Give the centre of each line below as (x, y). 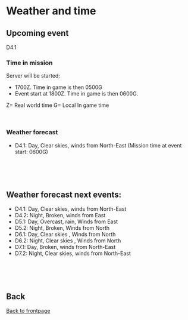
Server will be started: (33, 76)
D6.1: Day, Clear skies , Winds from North (65, 235)
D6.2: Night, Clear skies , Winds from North (68, 241)
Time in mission (29, 63)
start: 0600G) (32, 152)
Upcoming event (37, 33)
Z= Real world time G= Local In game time (58, 105)
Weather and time (51, 11)
